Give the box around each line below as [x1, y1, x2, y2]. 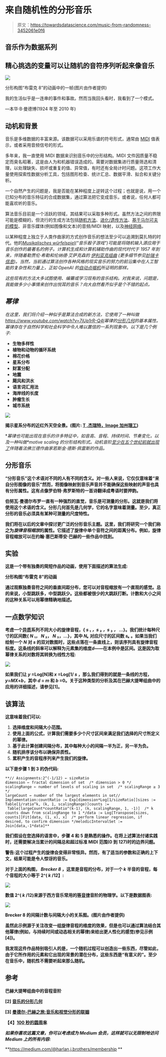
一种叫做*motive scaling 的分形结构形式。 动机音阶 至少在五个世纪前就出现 [9, 439, 160, 445]
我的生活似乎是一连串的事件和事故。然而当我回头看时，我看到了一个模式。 [5, 95, 157, 102]
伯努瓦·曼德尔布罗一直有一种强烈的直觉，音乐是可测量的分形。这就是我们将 [5, 498, 158, 504]
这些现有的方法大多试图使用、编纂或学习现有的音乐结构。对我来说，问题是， [5, 275, 161, 281]
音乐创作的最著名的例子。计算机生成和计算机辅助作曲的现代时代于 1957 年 [5, 246, 156, 252]
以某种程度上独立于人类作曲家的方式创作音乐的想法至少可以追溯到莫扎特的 [5, 233, 157, 239]
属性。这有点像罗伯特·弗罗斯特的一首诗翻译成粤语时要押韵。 [18, 488, 141, 494]
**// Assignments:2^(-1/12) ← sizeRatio [5, 776, 90, 781]
